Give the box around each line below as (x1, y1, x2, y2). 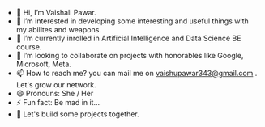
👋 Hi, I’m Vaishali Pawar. (15, 8, 97, 17)
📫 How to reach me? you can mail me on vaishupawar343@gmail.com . (15, 69, 258, 78)
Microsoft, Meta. (15, 59, 71, 69)
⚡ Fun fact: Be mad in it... (15, 98, 100, 107)
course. (15, 42, 42, 52)
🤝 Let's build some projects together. (15, 109, 139, 119)
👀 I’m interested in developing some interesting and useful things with (15, 16, 249, 26)
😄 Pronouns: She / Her (15, 89, 94, 98)
